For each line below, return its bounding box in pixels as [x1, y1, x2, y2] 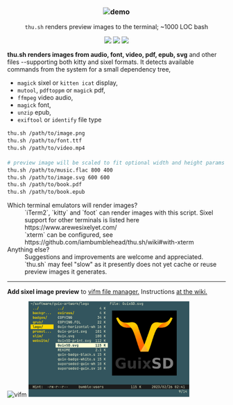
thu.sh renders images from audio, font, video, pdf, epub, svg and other [7, 51, 217, 59]
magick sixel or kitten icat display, [17, 78, 118, 87]
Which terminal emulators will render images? [7, 201, 138, 210]
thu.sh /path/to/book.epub [7, 188, 85, 196]
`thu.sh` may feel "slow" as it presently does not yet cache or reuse [24, 261, 217, 269]
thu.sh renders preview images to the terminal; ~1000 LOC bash [24, 23, 209, 31]
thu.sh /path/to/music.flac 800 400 [7, 167, 113, 174]
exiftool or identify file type [17, 115, 102, 124]
